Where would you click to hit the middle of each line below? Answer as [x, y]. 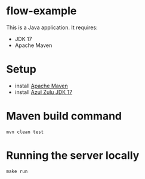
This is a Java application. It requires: [52, 27]
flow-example [41, 11]
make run [17, 171]
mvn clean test [25, 132]
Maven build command [64, 116]
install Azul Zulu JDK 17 [44, 92]
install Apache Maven [41, 86]
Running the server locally [73, 155]
